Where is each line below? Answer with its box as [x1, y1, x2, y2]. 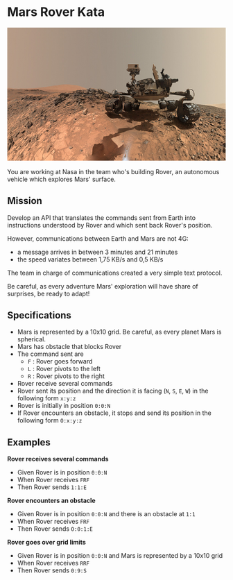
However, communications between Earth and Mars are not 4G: [7, 234, 189, 243]
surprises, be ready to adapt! [7, 289, 90, 298]
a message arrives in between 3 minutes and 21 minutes [17, 248, 178, 256]
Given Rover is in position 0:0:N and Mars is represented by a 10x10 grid [17, 552, 223, 560]
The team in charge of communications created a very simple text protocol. [7, 268, 223, 277]
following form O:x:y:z [17, 416, 83, 425]
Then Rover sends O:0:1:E [17, 524, 94, 533]
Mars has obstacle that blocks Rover [17, 343, 122, 351]
